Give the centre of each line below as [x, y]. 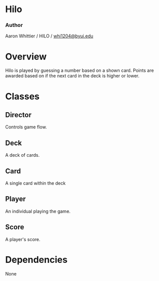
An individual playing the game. [38, 211]
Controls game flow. [26, 127]
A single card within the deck [35, 183]
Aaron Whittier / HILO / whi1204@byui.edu [49, 36]
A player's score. [23, 239]
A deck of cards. [22, 155]
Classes [22, 96]
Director [18, 115]
